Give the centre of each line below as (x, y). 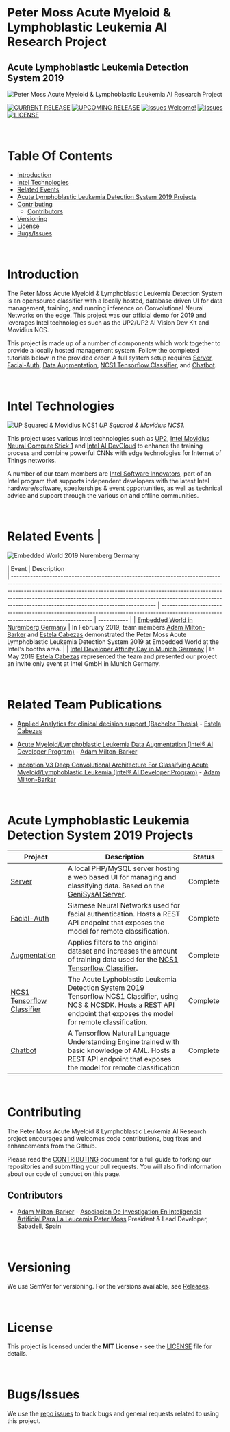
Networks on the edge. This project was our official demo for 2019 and (107, 315)
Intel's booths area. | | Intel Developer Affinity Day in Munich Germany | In (111, 649)
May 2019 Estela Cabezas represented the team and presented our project (112, 656)
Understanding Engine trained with (124, 1041)
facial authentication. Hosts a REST (124, 914)
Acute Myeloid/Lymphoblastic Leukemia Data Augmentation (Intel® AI (115, 744)
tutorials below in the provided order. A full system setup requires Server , (110, 358)
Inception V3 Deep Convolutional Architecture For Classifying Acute (113, 765)
